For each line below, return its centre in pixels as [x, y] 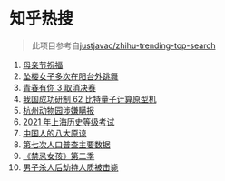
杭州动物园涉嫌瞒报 [59, 110]
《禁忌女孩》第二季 [59, 156]
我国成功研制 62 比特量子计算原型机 [89, 99]
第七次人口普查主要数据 [66, 144]
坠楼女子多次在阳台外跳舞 [70, 76]
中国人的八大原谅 [54, 133]
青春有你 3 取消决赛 [59, 87]
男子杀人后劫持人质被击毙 [70, 167]
